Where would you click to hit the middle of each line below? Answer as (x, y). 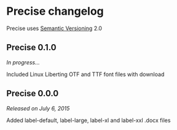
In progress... (23, 62)
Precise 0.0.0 (33, 94)
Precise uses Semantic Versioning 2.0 (54, 28)
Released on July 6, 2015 (38, 108)
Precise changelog (55, 11)
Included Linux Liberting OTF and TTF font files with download (85, 74)
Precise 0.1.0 (31, 48)
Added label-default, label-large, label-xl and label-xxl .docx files (88, 120)
